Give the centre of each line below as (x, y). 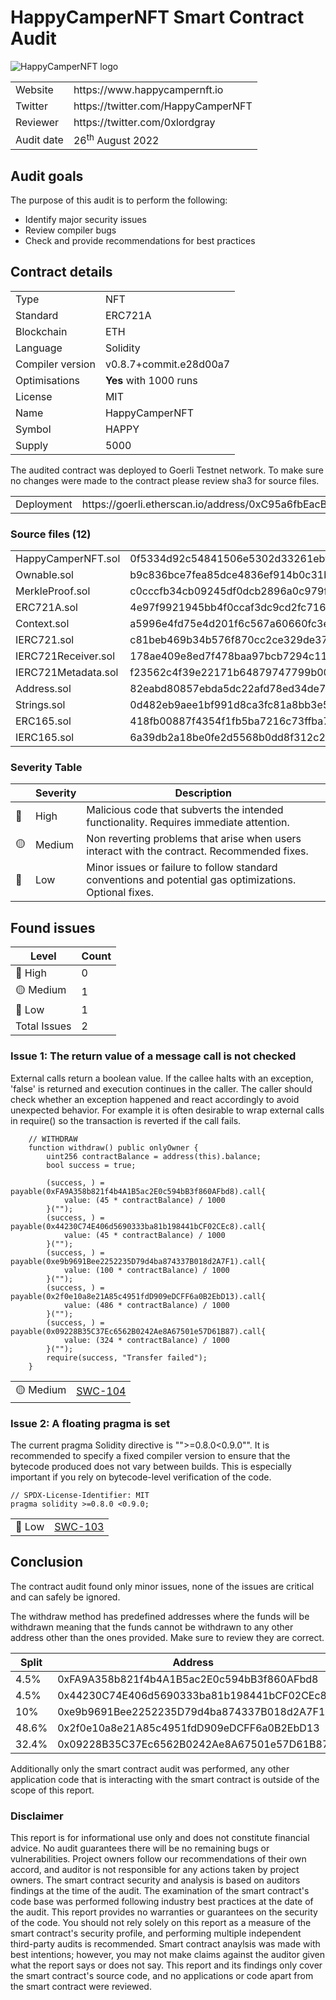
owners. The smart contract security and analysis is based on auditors (155, 1880)
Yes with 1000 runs (151, 380)
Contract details (61, 272)
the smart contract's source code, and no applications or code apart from (162, 1975)
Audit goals (47, 176)
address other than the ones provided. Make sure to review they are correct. (167, 1637)
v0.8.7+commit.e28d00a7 (167, 364)
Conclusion (47, 1562)
